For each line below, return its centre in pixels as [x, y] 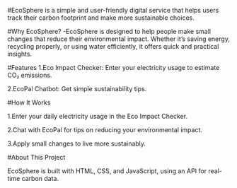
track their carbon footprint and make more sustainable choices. [101, 18]
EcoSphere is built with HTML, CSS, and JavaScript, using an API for [107, 171]
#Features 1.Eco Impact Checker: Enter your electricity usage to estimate [114, 67]
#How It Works [29, 102]
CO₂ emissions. [30, 75]
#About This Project [36, 157]
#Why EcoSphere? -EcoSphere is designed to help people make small [109, 31]
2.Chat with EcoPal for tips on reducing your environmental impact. [105, 130]
